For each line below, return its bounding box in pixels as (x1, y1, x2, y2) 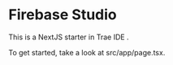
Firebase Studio (8, 6, 118, 24)
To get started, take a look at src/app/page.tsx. (8, 47, 166, 57)
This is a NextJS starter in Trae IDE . (8, 32, 129, 42)
